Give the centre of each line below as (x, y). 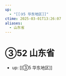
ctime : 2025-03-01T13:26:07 (33, 19)
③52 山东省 (30, 53)
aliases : (14, 23)
